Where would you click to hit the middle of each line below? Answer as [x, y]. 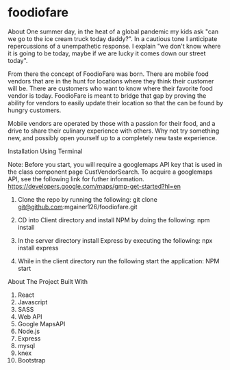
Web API [30, 317]
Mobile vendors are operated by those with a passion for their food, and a [112, 123]
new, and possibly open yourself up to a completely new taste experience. [113, 137]
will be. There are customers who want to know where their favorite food [110, 88]
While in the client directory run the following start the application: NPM [118, 261]
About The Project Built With [48, 281]
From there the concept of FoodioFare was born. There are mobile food [108, 74]
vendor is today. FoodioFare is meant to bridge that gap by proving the [107, 95]
